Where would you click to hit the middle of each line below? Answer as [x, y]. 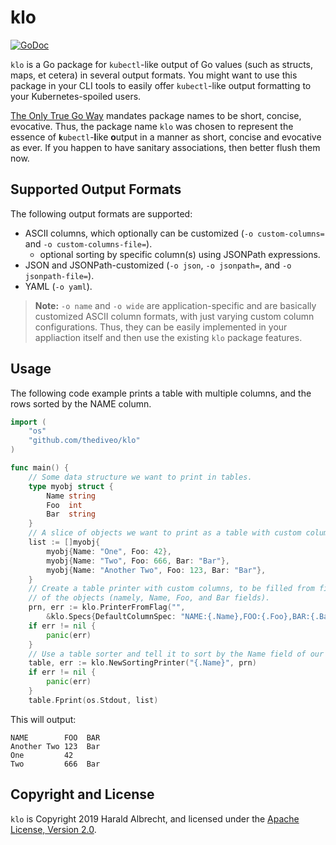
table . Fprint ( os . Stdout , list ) [93, 700]
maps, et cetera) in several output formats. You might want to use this [154, 75]
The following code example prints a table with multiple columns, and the [161, 393]
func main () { [40, 468]
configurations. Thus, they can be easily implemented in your [161, 327]
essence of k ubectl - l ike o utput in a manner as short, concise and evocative [166, 137]
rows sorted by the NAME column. [81, 403]
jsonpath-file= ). [59, 275]
